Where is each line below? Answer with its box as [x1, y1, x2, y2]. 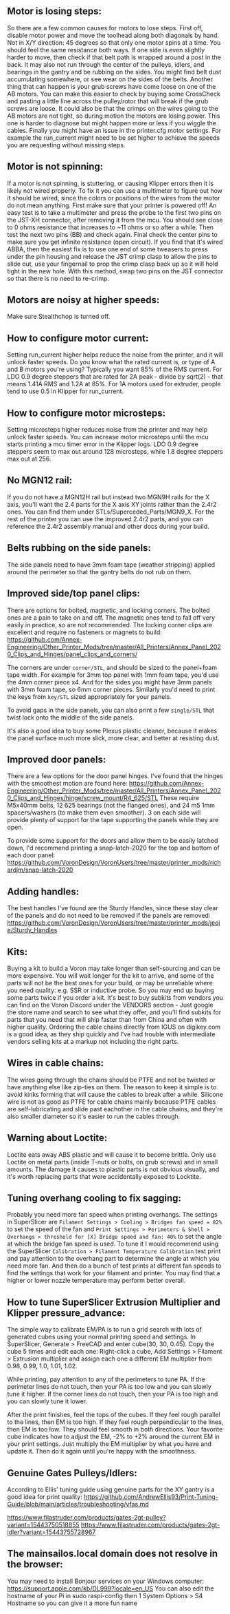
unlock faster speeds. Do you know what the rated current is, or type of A [7, 358, 216, 366]
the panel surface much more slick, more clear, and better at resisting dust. [7, 733, 220, 742]
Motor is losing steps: [7, 6, 102, 17]
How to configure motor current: [7, 332, 149, 344]
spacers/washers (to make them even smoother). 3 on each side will [7, 808, 201, 817]
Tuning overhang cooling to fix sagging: [7, 1192, 182, 1204]
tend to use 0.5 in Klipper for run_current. [7, 387, 124, 395]
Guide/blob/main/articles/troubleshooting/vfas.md [7, 1500, 149, 1508]
